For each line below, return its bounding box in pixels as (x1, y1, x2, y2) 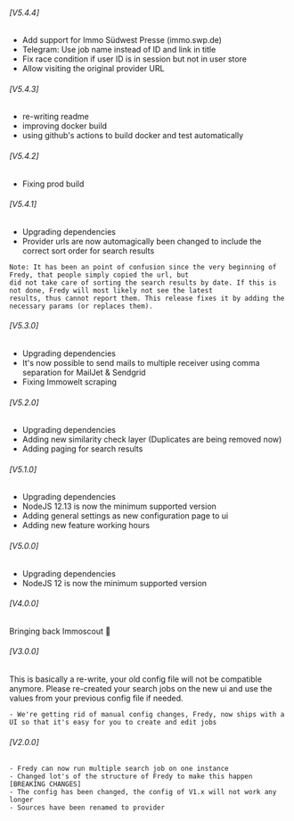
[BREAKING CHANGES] (9, 780, 82, 789)
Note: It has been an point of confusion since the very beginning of (9, 262, 277, 271)
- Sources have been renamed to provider (9, 803, 166, 812)
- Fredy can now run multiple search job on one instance (9, 764, 229, 774)
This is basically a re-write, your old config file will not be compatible (9, 674, 263, 684)
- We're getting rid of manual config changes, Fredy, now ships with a (9, 710, 285, 719)
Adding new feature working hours (21, 520, 150, 531)
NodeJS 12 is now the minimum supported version (21, 577, 208, 588)
